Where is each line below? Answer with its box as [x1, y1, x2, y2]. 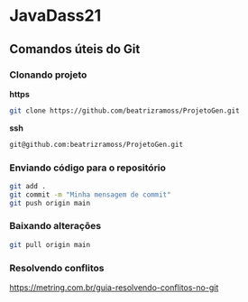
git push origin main [9, 198, 91, 207]
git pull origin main [9, 240, 91, 249]
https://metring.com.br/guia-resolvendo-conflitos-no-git [9, 282, 219, 293]
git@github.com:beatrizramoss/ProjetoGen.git [9, 140, 183, 149]
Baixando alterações [9, 220, 102, 233]
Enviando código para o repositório [9, 161, 167, 174]
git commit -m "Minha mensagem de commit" [9, 190, 171, 199]
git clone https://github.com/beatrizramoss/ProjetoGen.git [9, 105, 241, 115]
